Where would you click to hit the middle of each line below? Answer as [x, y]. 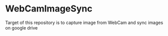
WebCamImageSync [49, 9]
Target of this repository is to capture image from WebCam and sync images [84, 22]
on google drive [22, 27]
